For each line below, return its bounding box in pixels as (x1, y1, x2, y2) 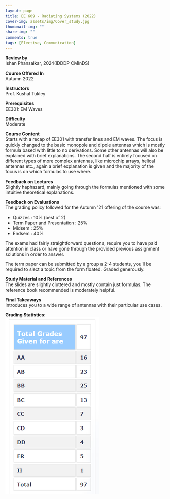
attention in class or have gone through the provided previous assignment (5, 245, 160, 252)
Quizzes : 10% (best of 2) (12, 214, 66, 220)
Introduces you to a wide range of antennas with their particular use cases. (5, 302, 162, 308)
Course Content (5, 131, 40, 137)
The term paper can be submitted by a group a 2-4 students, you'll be (5, 261, 152, 267)
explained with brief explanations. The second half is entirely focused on (5, 152, 157, 158)
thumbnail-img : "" (5, 24, 44, 29)
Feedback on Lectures (5, 178, 53, 185)
